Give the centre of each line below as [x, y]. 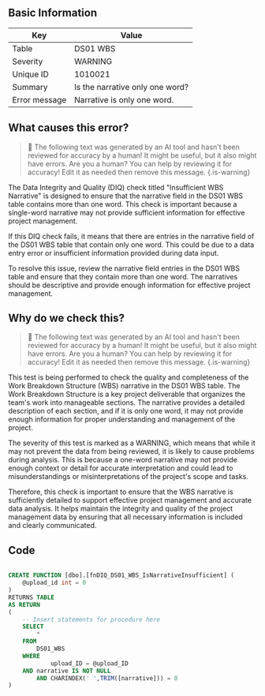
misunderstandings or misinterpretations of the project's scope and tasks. [128, 477]
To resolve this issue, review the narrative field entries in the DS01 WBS [124, 268]
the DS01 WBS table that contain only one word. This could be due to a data [131, 245]
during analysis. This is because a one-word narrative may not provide [123, 460]
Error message [39, 99]
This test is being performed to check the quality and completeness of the [129, 377]
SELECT [33, 627]
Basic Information [53, 13]
